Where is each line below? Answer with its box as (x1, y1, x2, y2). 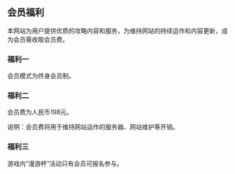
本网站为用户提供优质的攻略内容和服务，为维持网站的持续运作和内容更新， (7, 27, 222, 35)
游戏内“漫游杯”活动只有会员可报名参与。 (7, 159, 124, 168)
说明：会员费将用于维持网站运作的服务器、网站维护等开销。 (7, 123, 179, 131)
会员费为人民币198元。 (7, 108, 73, 117)
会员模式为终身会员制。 (7, 72, 75, 80)
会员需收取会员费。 (13, 35, 69, 43)
